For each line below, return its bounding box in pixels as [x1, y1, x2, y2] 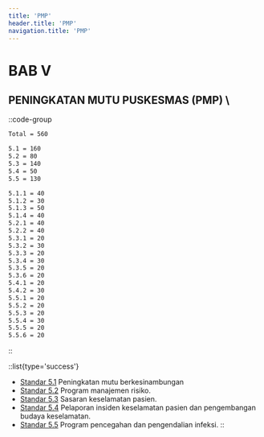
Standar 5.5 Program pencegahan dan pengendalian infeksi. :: [19, 420, 225, 430]
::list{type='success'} [8, 361, 79, 371]
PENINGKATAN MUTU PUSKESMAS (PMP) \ [8, 93, 230, 107]
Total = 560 [8, 130, 48, 138]
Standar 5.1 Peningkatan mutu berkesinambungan [19, 377, 185, 387]
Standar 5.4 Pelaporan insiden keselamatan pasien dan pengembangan [19, 403, 257, 413]
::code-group [8, 114, 52, 125]
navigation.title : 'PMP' [8, 27, 91, 35]
